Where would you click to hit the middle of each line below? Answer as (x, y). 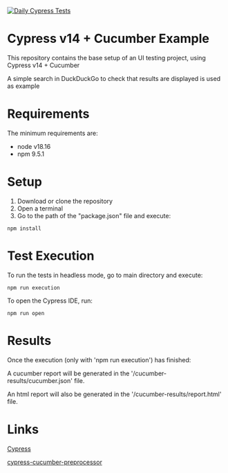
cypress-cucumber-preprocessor (55, 462)
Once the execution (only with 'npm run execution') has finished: (99, 359)
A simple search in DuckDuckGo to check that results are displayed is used (114, 78)
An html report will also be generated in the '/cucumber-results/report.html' (114, 394)
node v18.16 (34, 146)
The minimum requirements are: (53, 133)
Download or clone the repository (65, 201)
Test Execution (51, 256)
